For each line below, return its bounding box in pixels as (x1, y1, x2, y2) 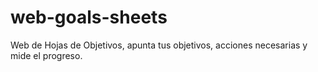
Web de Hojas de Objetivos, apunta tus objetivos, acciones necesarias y (10, 39, 308, 51)
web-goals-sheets (10, 6, 168, 29)
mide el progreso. (10, 49, 83, 61)
